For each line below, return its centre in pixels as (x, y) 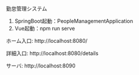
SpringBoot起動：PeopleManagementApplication (74, 21)
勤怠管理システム (27, 8)
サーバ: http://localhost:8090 (41, 66)
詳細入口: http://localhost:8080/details (52, 53)
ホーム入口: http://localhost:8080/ (47, 41)
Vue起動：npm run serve (45, 28)
